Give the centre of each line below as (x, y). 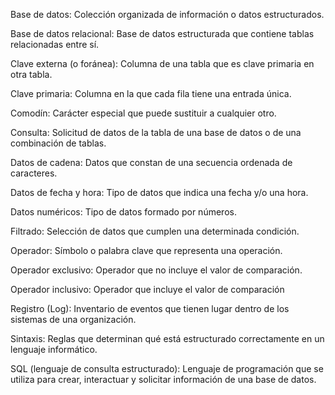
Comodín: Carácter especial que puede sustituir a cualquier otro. (143, 113)
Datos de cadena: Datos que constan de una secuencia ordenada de (151, 162)
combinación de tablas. (58, 143)
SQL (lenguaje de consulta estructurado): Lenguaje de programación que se (167, 368)
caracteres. (34, 173)
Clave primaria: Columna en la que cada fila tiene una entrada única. (151, 93)
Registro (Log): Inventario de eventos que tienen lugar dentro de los (150, 308)
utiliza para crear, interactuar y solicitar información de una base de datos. (163, 379)
